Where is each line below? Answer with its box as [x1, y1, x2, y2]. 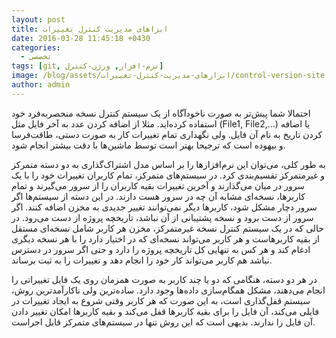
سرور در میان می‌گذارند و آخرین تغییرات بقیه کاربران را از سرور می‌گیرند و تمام [11, 179, 306, 191]
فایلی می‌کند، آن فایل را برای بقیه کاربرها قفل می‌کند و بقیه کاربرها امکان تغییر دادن [11, 305, 319, 317]
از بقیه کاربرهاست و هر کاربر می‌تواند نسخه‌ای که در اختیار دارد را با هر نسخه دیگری [11, 232, 320, 245]
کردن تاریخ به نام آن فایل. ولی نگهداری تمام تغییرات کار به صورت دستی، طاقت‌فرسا [11, 128, 323, 140]
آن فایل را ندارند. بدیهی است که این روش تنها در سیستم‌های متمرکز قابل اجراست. [11, 316, 316, 328]
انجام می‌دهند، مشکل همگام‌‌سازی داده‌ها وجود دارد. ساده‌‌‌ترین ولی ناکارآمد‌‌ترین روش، [11, 284, 326, 296]
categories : [11, 42, 61, 53]
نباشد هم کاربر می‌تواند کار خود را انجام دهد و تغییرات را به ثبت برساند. [11, 254, 273, 266]
